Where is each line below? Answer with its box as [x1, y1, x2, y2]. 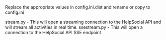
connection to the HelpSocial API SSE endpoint [5, 30, 101, 35]
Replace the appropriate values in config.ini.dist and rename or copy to [5, 4, 151, 10]
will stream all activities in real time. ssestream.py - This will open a [5, 24, 143, 30]
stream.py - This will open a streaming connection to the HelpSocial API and [5, 19, 162, 25]
